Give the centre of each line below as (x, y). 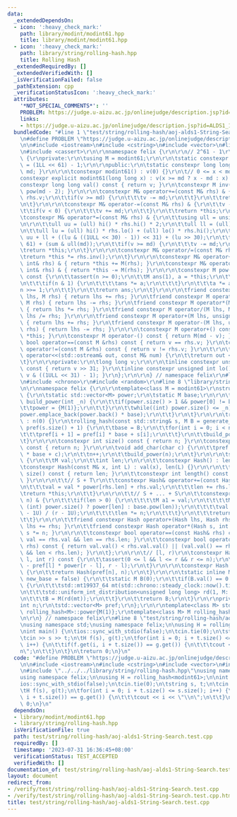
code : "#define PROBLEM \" (53, 658)
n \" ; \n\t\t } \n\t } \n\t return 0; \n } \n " (75, 651)
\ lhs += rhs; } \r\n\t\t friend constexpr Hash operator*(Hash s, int (124, 527)
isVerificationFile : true (52, 730)
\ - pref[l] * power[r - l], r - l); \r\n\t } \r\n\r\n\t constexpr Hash (124, 566)
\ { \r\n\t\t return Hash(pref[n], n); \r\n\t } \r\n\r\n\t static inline (123, 572)
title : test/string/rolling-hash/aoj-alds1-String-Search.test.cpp (109, 802)
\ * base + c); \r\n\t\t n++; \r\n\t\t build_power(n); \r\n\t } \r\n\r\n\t (124, 454)
